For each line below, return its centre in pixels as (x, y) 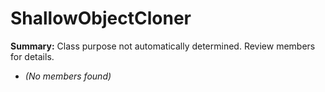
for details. (32, 56)
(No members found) (68, 76)
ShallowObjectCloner (101, 18)
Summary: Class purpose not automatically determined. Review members (163, 46)
